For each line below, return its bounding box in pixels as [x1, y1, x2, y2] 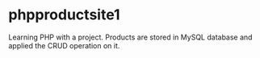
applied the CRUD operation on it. [8, 40, 120, 50]
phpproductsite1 [8, 6, 120, 24]
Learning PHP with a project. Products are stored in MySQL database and [8, 32, 253, 42]
